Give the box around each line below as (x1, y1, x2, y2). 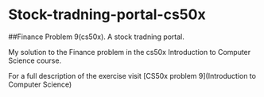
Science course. (8, 56, 62, 65)
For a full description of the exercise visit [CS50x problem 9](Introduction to (8, 71, 257, 80)
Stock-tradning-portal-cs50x (8, 6, 206, 24)
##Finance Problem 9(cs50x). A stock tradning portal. (8, 32, 185, 41)
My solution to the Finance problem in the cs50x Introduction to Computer (8, 47, 251, 56)
